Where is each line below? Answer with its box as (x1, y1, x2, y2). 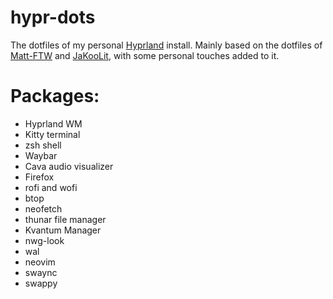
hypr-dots (10, 6, 96, 29)
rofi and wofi (24, 181, 78, 193)
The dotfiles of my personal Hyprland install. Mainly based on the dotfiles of (10, 39, 323, 51)
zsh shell (24, 139, 62, 151)
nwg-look (24, 234, 65, 246)
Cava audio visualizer (24, 160, 114, 172)
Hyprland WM (24, 117, 83, 130)
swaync (24, 266, 58, 278)
